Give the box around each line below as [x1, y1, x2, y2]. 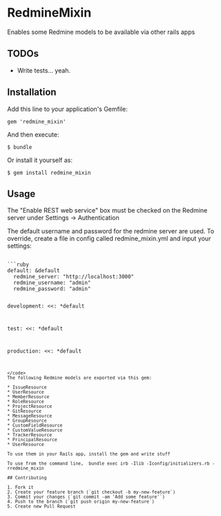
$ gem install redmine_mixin [7, 169, 91, 176]
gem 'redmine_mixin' [7, 118, 67, 125]
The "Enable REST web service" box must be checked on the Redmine [7, 206, 208, 215]
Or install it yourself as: [7, 156, 73, 164]
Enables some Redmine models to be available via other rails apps [7, 28, 195, 36]
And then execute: [7, 130, 59, 139]
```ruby [7, 261, 30, 268]
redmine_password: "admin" [13, 285, 91, 292]
